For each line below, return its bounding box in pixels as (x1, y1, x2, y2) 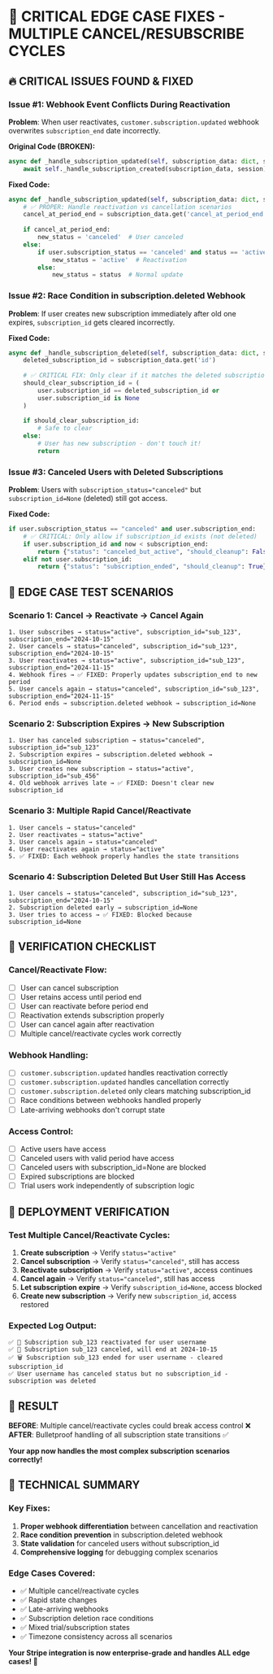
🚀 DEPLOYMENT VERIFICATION (8, 1205, 170, 1218)
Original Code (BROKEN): (8, 142, 96, 151)
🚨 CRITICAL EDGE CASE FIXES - (8, 7, 226, 26)
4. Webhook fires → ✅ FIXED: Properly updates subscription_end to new (8, 671, 258, 679)
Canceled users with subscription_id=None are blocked (19, 1162, 206, 1172)
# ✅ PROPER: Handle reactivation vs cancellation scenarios (23, 203, 232, 211)
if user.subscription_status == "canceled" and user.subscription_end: (8, 525, 256, 534)
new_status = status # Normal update (51, 271, 184, 279)
